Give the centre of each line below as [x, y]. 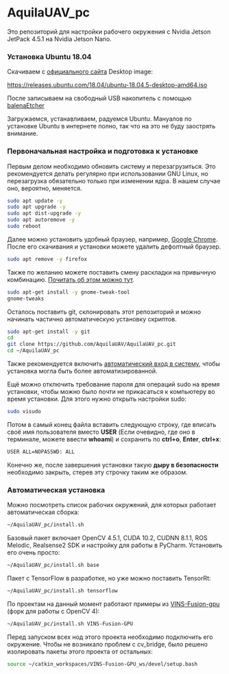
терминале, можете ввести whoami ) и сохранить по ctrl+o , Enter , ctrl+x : [114, 439]
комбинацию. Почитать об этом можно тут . [71, 279]
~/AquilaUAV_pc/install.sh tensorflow [62, 591]
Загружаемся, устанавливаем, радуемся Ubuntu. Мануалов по [99, 119]
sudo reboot [24, 226]
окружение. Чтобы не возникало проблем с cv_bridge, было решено [107, 644]
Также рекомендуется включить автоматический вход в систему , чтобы [114, 364]
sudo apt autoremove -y [41, 220]
